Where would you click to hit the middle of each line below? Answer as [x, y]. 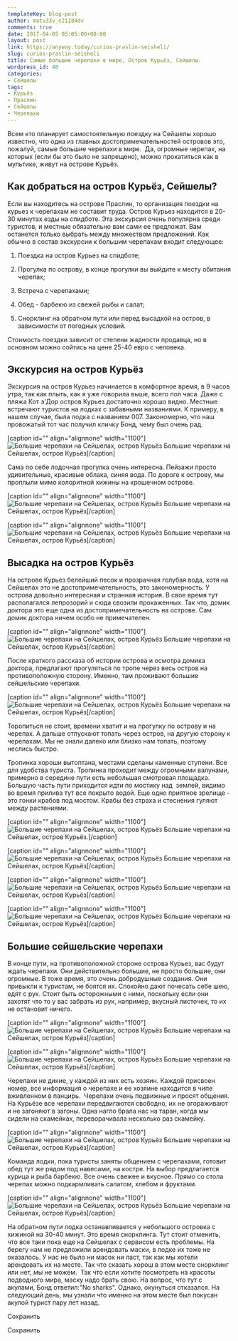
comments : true [30, 27]
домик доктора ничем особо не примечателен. [79, 618]
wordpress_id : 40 [33, 67]
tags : [15, 87]
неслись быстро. [33, 749]
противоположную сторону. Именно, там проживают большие [103, 676]
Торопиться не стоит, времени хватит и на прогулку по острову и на [112, 726]
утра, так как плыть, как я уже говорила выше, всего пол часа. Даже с [115, 394]
